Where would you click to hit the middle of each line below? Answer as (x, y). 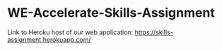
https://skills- (154, 32)
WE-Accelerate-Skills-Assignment (111, 13)
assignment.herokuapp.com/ (49, 39)
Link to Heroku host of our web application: (70, 32)
